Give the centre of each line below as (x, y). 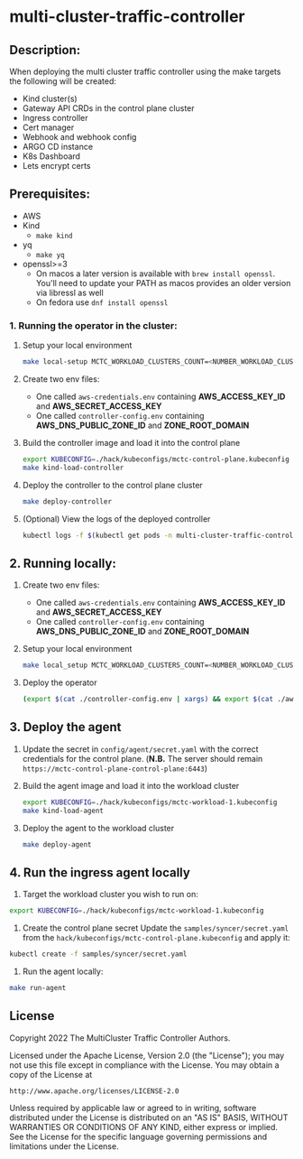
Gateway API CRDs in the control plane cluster (109, 108)
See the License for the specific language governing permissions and (138, 1136)
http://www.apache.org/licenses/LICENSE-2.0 (94, 1091)
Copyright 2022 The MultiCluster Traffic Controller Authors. (120, 1038)
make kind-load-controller (73, 468)
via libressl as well (69, 292)
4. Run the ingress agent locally (100, 872)
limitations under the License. (64, 1146)
